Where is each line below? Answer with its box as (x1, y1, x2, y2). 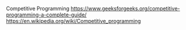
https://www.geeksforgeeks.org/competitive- (70, 5, 180, 12)
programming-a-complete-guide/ (6, 11, 87, 18)
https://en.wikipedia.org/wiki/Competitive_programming (6, 18, 141, 24)
